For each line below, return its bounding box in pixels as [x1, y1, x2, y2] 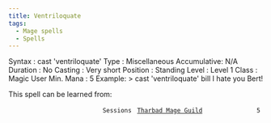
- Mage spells [15, 27, 63, 35]
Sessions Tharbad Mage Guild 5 [102, 107, 260, 115]
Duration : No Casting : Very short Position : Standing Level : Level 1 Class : [8, 66, 258, 75]
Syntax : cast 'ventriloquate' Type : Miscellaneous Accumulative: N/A [8, 57, 239, 66]
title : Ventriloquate [8, 11, 82, 20]
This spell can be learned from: [8, 90, 112, 100]
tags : [8, 19, 27, 28]
